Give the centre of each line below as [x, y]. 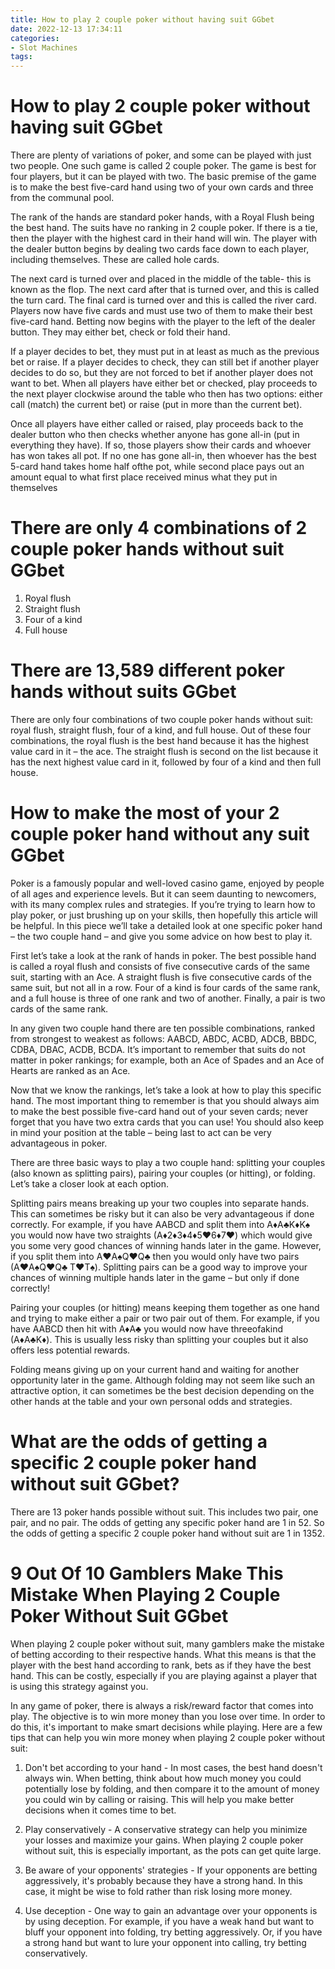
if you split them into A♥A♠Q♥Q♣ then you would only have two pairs [155, 1256]
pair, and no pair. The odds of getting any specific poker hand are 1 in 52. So [167, 1522]
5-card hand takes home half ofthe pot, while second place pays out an [157, 467]
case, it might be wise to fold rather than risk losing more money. [158, 1891]
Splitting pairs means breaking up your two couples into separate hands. [160, 1203]
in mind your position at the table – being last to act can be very [141, 1132]
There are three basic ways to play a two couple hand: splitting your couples [168, 1162]
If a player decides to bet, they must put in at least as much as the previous [165, 352]
